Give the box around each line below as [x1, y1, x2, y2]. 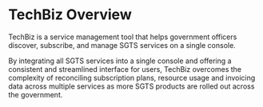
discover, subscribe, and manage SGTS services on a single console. [8, 40, 236, 50]
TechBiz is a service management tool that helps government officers [8, 32, 237, 42]
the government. [8, 89, 63, 99]
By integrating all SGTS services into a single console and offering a [8, 56, 232, 65]
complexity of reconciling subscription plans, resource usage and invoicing [8, 73, 256, 82]
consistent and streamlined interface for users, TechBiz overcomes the [8, 64, 242, 73]
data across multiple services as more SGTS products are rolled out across [8, 81, 255, 91]
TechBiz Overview [8, 6, 132, 24]
